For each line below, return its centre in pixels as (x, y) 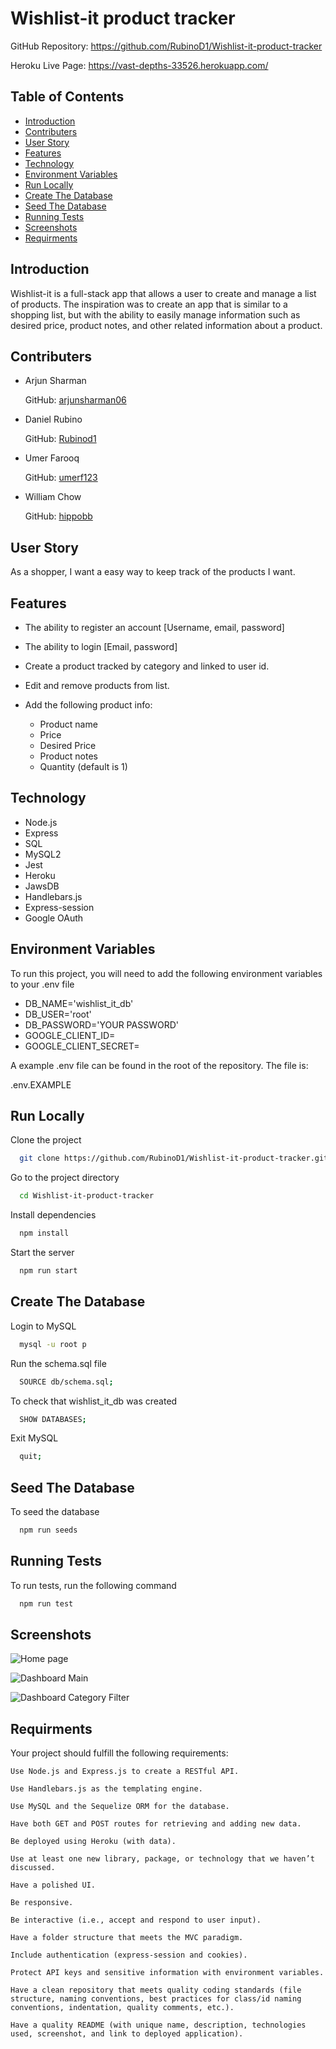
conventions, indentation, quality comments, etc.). (122, 2008)
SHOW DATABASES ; (53, 1419)
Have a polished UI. (53, 1885)
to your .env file (42, 984)
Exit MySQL (34, 1438)
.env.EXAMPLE (41, 1084)
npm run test (46, 1603)
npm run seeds (48, 1530)
